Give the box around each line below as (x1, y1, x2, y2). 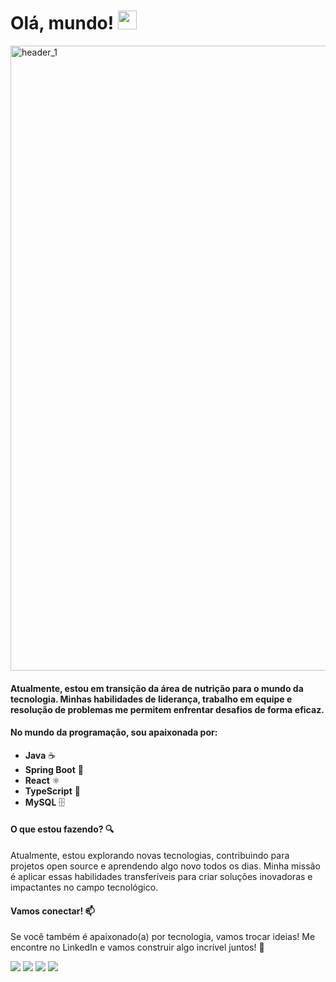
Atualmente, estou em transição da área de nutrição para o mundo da (10, 682, 304, 694)
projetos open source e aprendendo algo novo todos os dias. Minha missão (10, 860, 321, 872)
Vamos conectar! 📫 (10, 905, 95, 917)
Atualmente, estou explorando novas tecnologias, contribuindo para (10, 849, 290, 861)
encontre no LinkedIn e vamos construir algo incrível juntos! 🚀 (10, 941, 265, 954)
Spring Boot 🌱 (24, 763, 84, 775)
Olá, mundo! (10, 12, 115, 35)
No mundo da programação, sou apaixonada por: (10, 726, 218, 739)
